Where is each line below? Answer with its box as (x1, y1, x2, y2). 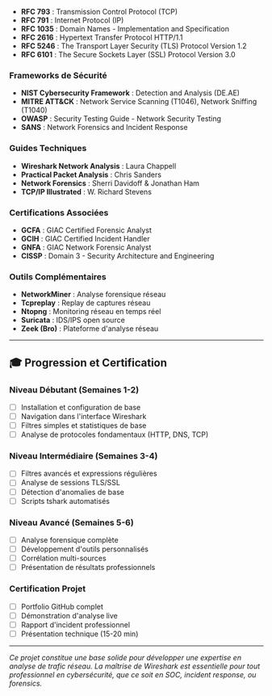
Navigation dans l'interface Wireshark (20, 411, 147, 421)
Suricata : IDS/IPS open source (20, 315, 126, 325)
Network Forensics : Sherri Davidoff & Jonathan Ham (20, 178, 200, 188)
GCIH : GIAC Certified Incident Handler (20, 233, 150, 243)
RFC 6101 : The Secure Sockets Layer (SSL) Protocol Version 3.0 (20, 50, 236, 59)
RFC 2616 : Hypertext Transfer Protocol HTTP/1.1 (20, 32, 183, 42)
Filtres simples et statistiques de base (20, 421, 147, 430)
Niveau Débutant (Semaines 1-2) (9, 384, 140, 395)
